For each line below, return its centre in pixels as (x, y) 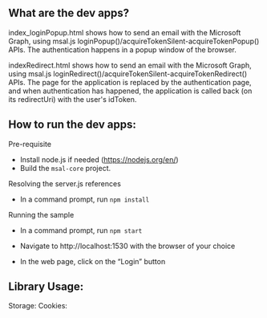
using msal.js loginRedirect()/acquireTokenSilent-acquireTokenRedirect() (128, 73)
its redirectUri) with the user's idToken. (73, 99)
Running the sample (41, 214)
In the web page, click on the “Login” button (93, 261)
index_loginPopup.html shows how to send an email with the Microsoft (125, 32)
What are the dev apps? (69, 13)
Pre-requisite (30, 144)
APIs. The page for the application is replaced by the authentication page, (130, 82)
